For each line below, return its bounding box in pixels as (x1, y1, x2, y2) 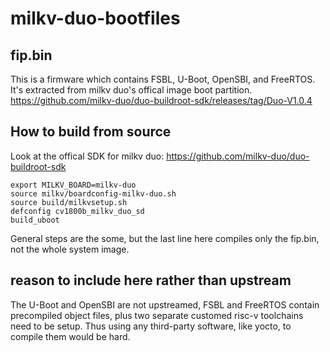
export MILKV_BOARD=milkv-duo (10, 180, 137, 190)
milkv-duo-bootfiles (10, 7, 181, 30)
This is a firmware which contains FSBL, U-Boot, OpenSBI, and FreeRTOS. (10, 73, 316, 85)
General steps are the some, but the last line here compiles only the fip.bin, (10, 232, 320, 244)
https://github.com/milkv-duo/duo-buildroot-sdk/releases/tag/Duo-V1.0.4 (10, 95, 313, 106)
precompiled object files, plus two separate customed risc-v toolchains (10, 309, 304, 321)
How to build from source (10, 123, 172, 141)
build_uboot (10, 215, 60, 225)
